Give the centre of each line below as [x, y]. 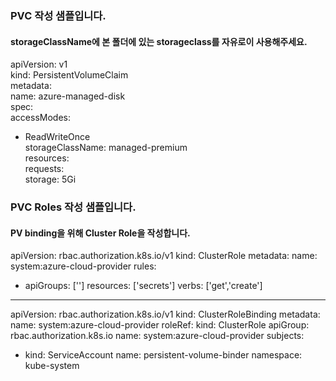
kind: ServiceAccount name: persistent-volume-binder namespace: [163, 355]
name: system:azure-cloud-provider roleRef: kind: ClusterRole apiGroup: [160, 325]
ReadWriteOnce [57, 137]
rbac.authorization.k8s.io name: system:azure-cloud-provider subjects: [157, 336]
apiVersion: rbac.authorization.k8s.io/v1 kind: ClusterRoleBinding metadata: [165, 314]
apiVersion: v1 [39, 64]
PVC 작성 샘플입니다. [58, 15]
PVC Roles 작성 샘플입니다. [73, 207]
